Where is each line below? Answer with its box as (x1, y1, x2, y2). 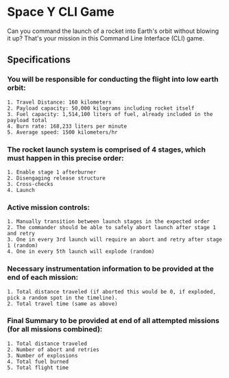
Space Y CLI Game (7, 4, 114, 20)
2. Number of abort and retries (7, 346, 99, 353)
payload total (7, 117, 48, 123)
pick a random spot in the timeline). (7, 294, 118, 301)
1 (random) (7, 242, 38, 249)
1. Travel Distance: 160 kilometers (7, 99, 112, 106)
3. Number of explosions (7, 352, 78, 359)
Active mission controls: (7, 202, 91, 212)
